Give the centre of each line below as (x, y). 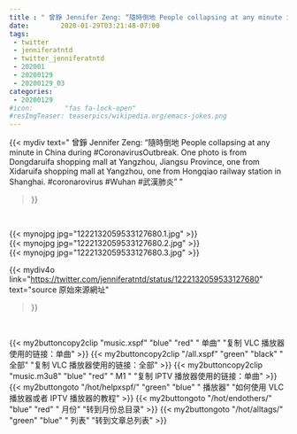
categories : (31, 91)
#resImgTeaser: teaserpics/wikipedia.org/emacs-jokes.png (118, 116)
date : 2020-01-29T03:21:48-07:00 (85, 26)
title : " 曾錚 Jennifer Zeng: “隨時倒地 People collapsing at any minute (146, 17)
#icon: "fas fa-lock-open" (73, 108)
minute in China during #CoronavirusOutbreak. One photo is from (128, 152)
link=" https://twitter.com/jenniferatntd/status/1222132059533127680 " (136, 279)
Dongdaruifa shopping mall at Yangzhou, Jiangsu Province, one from (135, 162)
